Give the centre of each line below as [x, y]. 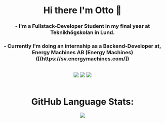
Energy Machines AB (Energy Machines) [82, 53]
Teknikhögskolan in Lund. [82, 32]
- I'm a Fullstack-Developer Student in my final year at [82, 26]
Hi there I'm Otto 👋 [82, 10]
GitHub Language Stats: [82, 101]
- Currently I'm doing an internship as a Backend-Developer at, [82, 46]
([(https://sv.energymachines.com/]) [82, 59]
